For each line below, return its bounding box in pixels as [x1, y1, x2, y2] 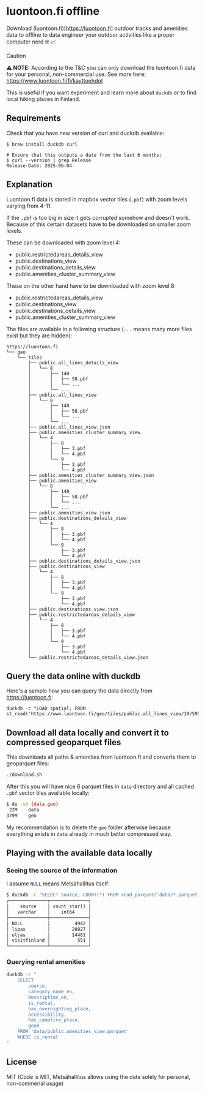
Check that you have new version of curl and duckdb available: [6, 129, 165, 137]
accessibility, [28, 1012, 67, 1018]
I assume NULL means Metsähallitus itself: [6, 880, 110, 887]
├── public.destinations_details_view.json [28, 558, 140, 564]
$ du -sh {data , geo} [6, 801, 59, 808]
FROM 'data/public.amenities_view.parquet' [17, 1029, 130, 1035]
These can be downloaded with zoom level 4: [6, 239, 121, 246]
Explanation [6, 179, 53, 190]
